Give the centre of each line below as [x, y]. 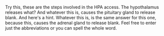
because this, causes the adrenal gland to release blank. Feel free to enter [81, 23]
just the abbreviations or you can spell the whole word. [61, 28]
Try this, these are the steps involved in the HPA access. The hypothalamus [82, 7]
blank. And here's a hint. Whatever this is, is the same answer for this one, [81, 18]
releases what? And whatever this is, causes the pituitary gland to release [80, 12]
